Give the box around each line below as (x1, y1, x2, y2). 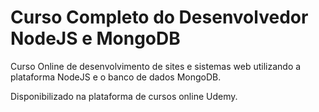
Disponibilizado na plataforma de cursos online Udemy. (10, 90, 238, 102)
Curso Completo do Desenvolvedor (10, 6, 309, 29)
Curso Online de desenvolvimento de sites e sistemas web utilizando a (10, 60, 302, 72)
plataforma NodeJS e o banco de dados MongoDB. (10, 71, 222, 83)
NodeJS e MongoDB (10, 27, 181, 50)
